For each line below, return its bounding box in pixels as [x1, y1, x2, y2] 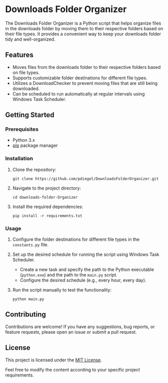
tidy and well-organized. [5, 36, 56, 42]
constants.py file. [12, 242, 49, 248]
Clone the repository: [12, 166, 57, 172]
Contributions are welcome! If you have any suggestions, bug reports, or [5, 323, 155, 330]
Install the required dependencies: [12, 204, 84, 210]
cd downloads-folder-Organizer [12, 195, 78, 200]
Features [5, 51, 34, 59]
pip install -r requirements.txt [12, 213, 83, 218]
